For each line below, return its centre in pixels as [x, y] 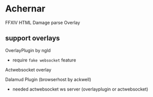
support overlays [33, 38]
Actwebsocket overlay [28, 69]
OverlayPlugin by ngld [28, 50]
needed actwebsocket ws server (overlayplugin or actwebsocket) [80, 89]
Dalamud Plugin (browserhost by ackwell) [48, 79]
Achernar [25, 9]
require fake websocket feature [44, 60]
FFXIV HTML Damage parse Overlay [43, 22]
